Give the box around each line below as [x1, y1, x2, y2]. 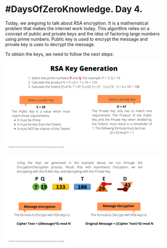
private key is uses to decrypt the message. [5, 41, 95, 47]
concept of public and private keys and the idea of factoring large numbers [5, 31, 160, 37]
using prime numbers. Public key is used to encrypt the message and [5, 36, 148, 42]
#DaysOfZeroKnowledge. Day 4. [5, 4, 142, 15]
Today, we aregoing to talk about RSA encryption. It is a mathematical [5, 20, 148, 26]
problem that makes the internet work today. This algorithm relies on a [5, 25, 150, 31]
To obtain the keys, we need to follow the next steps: [5, 51, 114, 57]
